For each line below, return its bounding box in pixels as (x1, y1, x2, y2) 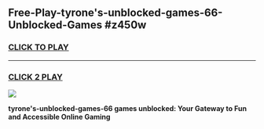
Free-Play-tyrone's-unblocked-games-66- (8, 6, 223, 20)
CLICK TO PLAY (8, 42, 69, 53)
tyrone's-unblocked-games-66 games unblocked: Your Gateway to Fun (8, 103, 247, 113)
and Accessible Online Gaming (8, 112, 111, 121)
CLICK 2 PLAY (8, 71, 63, 82)
